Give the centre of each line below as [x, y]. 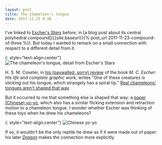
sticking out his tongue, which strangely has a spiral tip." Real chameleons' [81, 83]
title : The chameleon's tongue [37, 14]
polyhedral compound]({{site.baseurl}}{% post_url [56, 38]
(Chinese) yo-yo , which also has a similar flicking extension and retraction [80, 103]
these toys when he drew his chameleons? [48, 113]
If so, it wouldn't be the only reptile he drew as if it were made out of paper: [81, 132]
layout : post [18, 10]
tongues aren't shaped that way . [38, 88]
